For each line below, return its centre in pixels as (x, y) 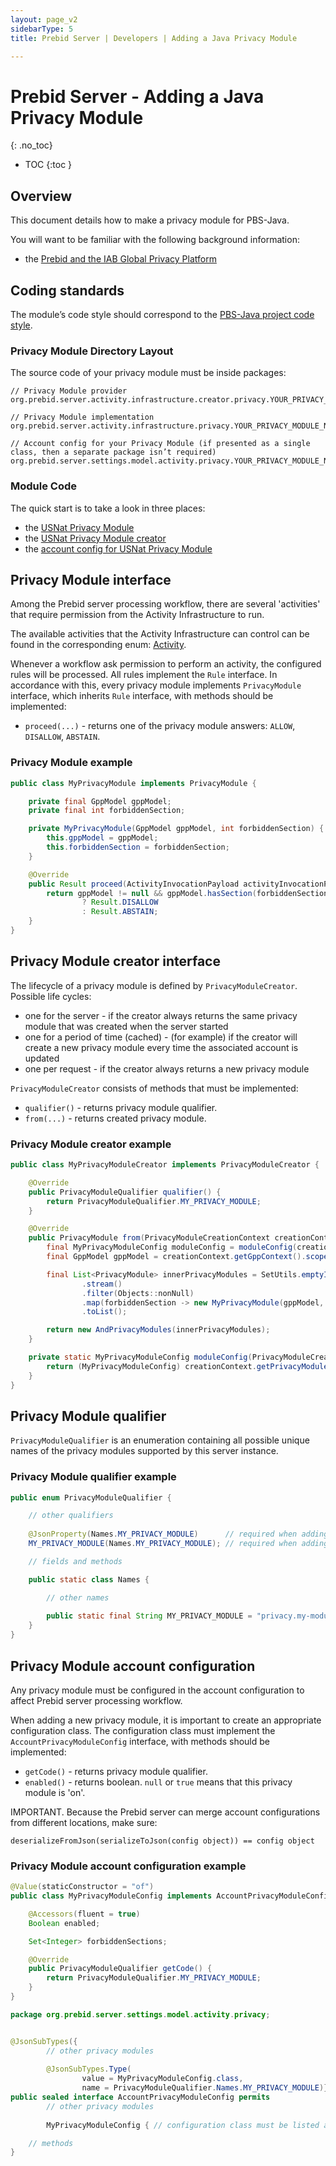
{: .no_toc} (31, 145)
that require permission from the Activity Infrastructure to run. (137, 615)
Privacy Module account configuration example (128, 1866)
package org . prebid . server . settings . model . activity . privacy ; (140, 2014)
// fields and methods (75, 1561)
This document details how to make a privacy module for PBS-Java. (150, 220)
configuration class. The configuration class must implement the (143, 1730)
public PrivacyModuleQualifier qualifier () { (125, 1192)
